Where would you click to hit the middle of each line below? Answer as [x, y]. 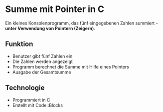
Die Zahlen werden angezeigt [43, 61]
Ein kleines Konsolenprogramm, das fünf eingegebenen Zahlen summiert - [81, 23]
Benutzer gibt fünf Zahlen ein [42, 56]
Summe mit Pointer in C [55, 9]
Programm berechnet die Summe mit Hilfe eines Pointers [71, 66]
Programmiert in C [31, 100]
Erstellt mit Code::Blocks [38, 105]
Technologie [25, 88]
